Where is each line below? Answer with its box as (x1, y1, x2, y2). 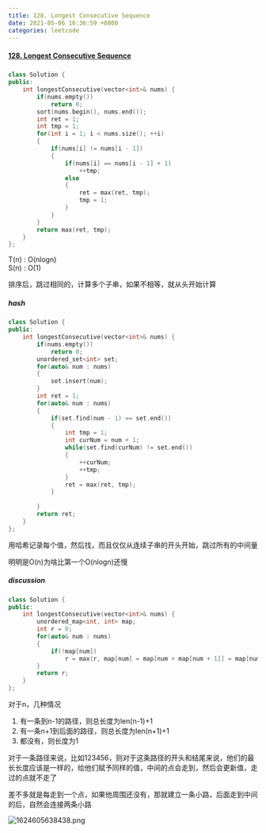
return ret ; (36, 510, 77, 518)
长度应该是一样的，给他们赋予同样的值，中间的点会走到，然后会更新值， (14, 763, 251, 773)
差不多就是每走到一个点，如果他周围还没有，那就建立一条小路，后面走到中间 (8, 790, 258, 800)
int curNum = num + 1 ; (64, 436, 140, 444)
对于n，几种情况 (8, 700, 62, 709)
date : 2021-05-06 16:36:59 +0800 (8, 19, 119, 27)
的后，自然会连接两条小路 (8, 800, 92, 809)
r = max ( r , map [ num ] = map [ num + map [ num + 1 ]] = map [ (64, 654, 250, 662)
